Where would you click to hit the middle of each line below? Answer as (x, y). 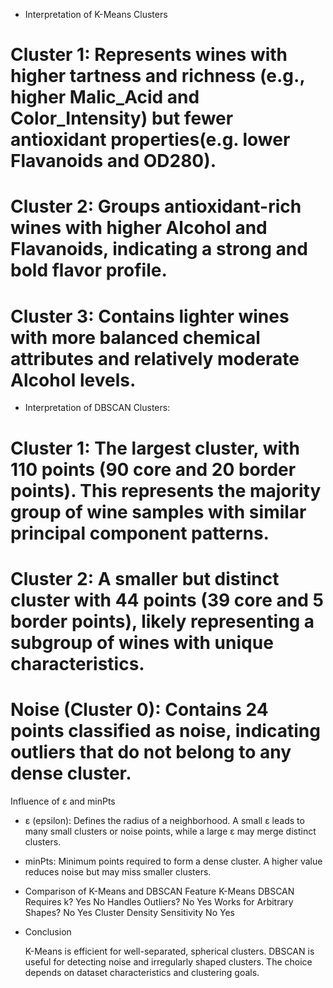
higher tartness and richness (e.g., (157, 76)
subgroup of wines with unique (142, 642)
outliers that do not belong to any (151, 751)
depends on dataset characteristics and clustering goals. (142, 972)
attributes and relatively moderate (155, 358)
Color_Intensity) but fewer (122, 118)
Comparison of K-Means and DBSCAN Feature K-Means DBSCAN (159, 891)
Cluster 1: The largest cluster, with (155, 448)
